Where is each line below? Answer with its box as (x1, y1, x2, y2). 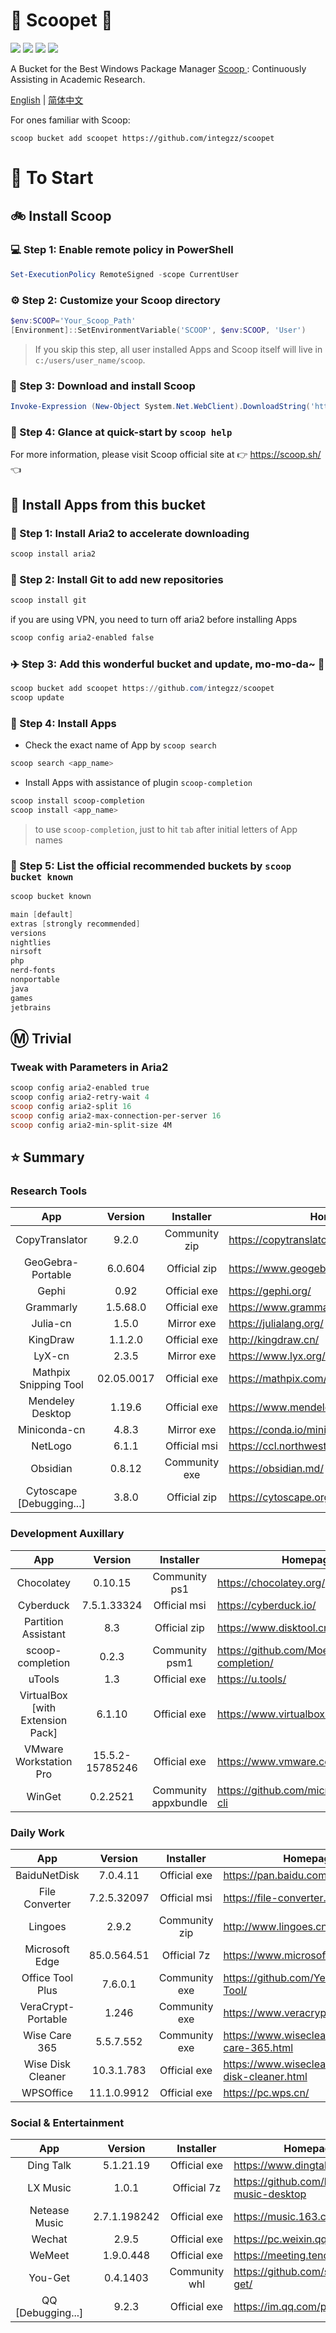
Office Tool (21, 1970, 74, 1984)
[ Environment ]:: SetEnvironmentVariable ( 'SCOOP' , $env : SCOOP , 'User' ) (10, 325, 307, 335)
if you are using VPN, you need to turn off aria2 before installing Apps (10, 613, 298, 625)
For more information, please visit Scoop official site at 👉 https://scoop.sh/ (10, 449, 322, 461)
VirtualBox (19, 1688, 68, 1702)
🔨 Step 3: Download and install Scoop (10, 379, 196, 393)
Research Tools (10, 1184, 88, 1198)
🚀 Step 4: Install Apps (10, 716, 117, 730)
